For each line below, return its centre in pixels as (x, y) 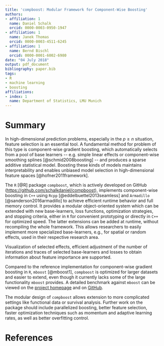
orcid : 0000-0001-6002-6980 (38, 55)
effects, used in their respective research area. (52, 237)
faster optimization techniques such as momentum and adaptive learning (79, 313)
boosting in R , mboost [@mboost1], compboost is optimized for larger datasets (82, 272)
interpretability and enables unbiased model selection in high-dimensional (80, 171)
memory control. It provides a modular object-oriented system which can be (82, 206)
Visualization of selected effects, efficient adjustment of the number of (76, 247)
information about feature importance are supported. (58, 257)
